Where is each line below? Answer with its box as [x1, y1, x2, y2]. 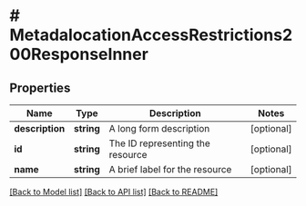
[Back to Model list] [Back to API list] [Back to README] [9, 187, 219, 197]
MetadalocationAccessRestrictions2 [9, 25, 293, 45]
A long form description [108, 123, 210, 134]
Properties [9, 80, 71, 95]
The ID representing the [108, 137, 211, 150]
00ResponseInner [9, 44, 148, 64]
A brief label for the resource [108, 163, 232, 175]
